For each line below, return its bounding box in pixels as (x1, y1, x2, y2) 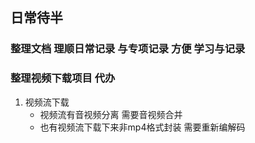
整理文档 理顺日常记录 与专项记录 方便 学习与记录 (10, 42, 246, 56)
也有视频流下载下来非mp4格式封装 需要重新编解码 (39, 121, 246, 133)
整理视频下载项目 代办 (10, 71, 116, 85)
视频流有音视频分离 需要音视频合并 (39, 108, 183, 120)
